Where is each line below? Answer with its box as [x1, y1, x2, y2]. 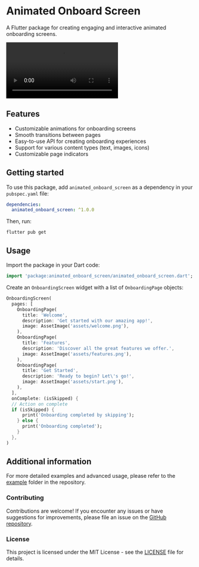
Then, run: [6, 218, 32, 225]
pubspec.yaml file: [6, 190, 49, 197]
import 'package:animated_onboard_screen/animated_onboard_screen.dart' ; [6, 273, 194, 279]
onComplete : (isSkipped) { [11, 395, 79, 401]
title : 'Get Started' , [21, 368, 79, 374]
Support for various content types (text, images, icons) [14, 144, 150, 151]
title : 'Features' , [21, 340, 70, 346]
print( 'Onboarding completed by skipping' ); [21, 412, 135, 418]
